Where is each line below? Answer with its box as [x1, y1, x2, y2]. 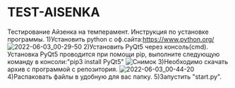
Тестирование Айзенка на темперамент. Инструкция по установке [7, 27, 210, 36]
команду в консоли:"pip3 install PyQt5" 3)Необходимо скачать [7, 57, 229, 65]
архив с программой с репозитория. [7, 65, 118, 73]
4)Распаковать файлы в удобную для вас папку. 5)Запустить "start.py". [7, 72, 222, 81]
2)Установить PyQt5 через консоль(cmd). [83, 42, 208, 51]
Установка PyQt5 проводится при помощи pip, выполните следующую [7, 50, 220, 58]
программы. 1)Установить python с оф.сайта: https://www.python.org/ [7, 34, 215, 43]
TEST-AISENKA [7, 4, 100, 20]
